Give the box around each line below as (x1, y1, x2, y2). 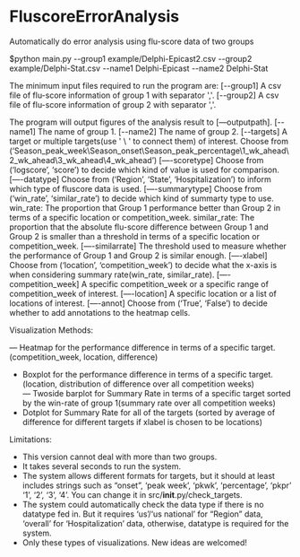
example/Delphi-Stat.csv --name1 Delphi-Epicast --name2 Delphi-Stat (9, 63, 269, 74)
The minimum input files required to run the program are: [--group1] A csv (9, 80, 282, 91)
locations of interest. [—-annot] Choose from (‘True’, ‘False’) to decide (9, 298, 269, 309)
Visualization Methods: (9, 325, 94, 335)
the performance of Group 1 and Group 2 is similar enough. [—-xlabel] (9, 249, 268, 261)
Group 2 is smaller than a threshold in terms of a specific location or (9, 231, 260, 241)
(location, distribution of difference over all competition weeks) (21, 379, 255, 389)
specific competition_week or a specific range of (89, 278, 269, 289)
